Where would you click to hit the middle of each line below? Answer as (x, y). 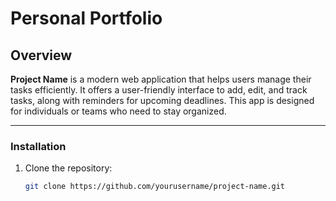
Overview (41, 55)
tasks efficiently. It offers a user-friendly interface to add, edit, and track (159, 90)
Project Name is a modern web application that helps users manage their (161, 79)
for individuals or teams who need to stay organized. (118, 111)
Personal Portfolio (86, 18)
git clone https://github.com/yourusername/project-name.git (155, 187)
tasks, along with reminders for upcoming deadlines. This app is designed (162, 100)
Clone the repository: (68, 168)
